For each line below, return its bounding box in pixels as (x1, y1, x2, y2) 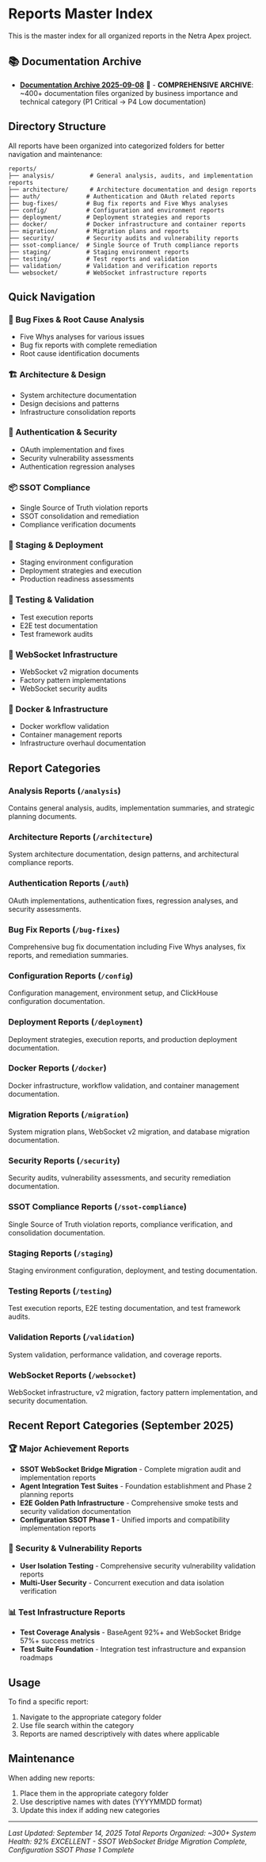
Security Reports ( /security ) (8, 1155, 120, 1167)
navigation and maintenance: (8, 149, 103, 159)
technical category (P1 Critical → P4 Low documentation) (19, 97, 207, 106)
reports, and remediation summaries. (8, 950, 129, 960)
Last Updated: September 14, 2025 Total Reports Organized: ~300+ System (8, 1828, 256, 1837)
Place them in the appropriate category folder (19, 1788, 169, 1798)
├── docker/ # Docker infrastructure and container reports (8, 220, 246, 228)
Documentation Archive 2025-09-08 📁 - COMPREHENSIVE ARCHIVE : (19, 80, 254, 90)
